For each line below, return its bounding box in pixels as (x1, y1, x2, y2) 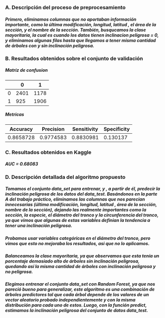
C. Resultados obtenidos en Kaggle (5, 149, 92, 156)
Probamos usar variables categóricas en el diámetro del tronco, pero (5, 235, 151, 241)
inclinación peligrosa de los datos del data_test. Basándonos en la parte (5, 191, 158, 197)
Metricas (5, 111, 24, 117)
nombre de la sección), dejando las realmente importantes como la (5, 207, 147, 213)
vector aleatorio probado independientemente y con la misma (5, 297, 136, 303)
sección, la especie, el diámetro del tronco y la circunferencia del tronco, (5, 212, 159, 218)
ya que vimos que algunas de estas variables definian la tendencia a (5, 217, 150, 223)
